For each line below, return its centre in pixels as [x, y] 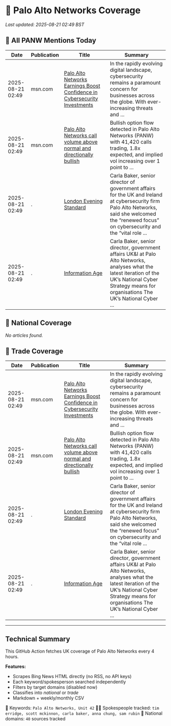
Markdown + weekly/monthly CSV [48, 698]
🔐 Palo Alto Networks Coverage [73, 10]
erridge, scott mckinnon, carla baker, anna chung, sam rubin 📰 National [84, 713]
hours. [12, 657]
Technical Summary [38, 639]
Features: [16, 666]
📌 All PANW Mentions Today [51, 41]
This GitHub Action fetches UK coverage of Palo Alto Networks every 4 [80, 651]
